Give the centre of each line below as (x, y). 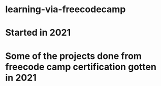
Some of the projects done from (74, 56)
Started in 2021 (38, 33)
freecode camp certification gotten (81, 67)
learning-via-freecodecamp (66, 9)
